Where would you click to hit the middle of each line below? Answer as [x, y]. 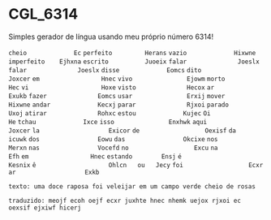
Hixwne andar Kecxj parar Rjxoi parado [119, 105]
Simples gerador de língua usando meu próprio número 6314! [111, 37]
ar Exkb [54, 172]
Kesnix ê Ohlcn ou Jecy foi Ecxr [136, 165]
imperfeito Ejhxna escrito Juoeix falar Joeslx [134, 62]
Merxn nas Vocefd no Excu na [113, 148]
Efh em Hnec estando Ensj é [95, 156]
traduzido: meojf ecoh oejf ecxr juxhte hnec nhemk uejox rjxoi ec [125, 201]
